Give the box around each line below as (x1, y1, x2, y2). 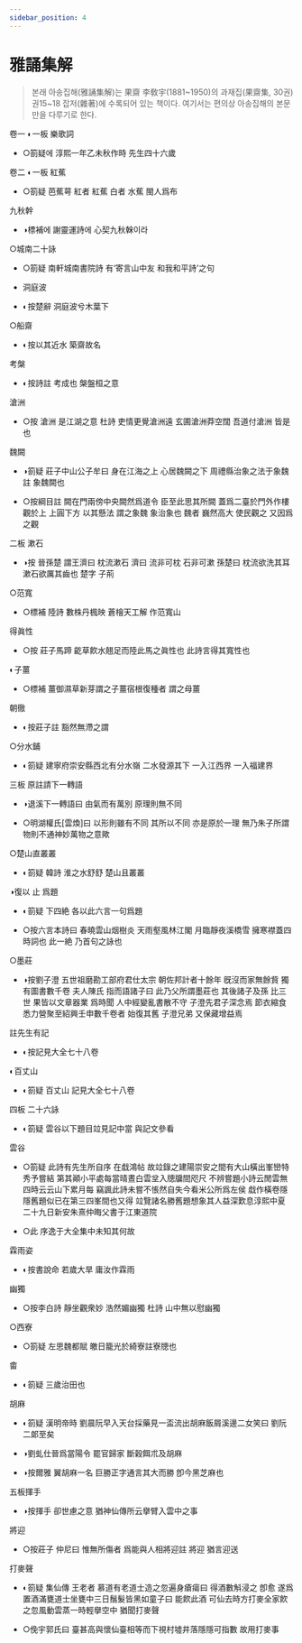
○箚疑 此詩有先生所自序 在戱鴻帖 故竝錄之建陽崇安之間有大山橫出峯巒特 (22, 1161, 290, 1172)
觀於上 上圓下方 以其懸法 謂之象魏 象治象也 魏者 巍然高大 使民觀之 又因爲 (22, 507, 294, 518)
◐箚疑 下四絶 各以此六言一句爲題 (22, 905, 143, 916)
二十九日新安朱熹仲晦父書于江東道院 (22, 1206, 158, 1217)
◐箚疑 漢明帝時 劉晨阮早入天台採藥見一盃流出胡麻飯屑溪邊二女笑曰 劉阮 (22, 1417, 288, 1428)
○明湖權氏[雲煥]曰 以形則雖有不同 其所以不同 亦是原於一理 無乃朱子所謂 (22, 817, 290, 828)
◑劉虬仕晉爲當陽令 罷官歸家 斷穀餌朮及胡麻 (22, 1447, 183, 1458)
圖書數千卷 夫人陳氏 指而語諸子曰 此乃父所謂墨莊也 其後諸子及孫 (30, 985, 269, 996)
